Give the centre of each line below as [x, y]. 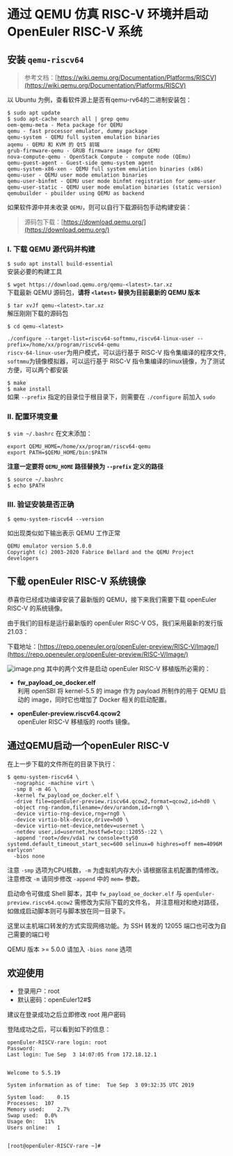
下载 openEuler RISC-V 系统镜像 [77, 581]
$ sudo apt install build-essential [60, 264]
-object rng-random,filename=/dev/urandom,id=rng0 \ [91, 807]
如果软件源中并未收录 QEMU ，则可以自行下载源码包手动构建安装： [100, 207]
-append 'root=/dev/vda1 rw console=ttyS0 [76, 838]
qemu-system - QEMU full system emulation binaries [83, 137]
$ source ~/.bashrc [35, 480]
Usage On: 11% [31, 1122]
